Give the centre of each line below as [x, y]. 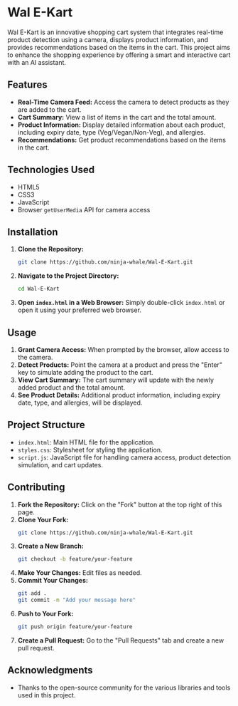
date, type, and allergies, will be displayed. [80, 403]
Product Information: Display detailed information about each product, [121, 125]
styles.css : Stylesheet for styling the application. [90, 450]
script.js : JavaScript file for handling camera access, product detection [124, 457]
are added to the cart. [49, 109]
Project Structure [46, 425]
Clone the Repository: [50, 249]
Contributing [36, 488]
